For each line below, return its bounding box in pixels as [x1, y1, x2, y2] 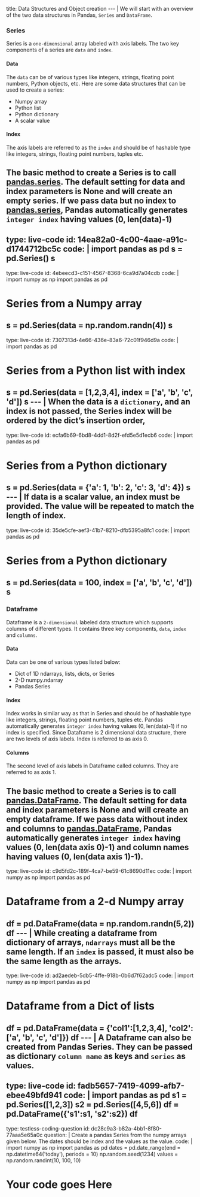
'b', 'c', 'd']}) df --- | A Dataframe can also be [22, 1032, 192, 1042]
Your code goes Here [6, 1177, 112, 1191]
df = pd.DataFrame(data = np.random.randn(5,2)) [6, 918, 195, 929]
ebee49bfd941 [6, 1090, 63, 1101]
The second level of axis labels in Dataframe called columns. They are [6, 762, 179, 769]
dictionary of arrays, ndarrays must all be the [6, 937, 176, 947]
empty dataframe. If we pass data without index [6, 814, 188, 824]
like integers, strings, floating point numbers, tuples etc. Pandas [6, 716, 163, 724]
